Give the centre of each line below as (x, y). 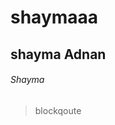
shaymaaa (54, 17)
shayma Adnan (58, 54)
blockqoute (58, 110)
